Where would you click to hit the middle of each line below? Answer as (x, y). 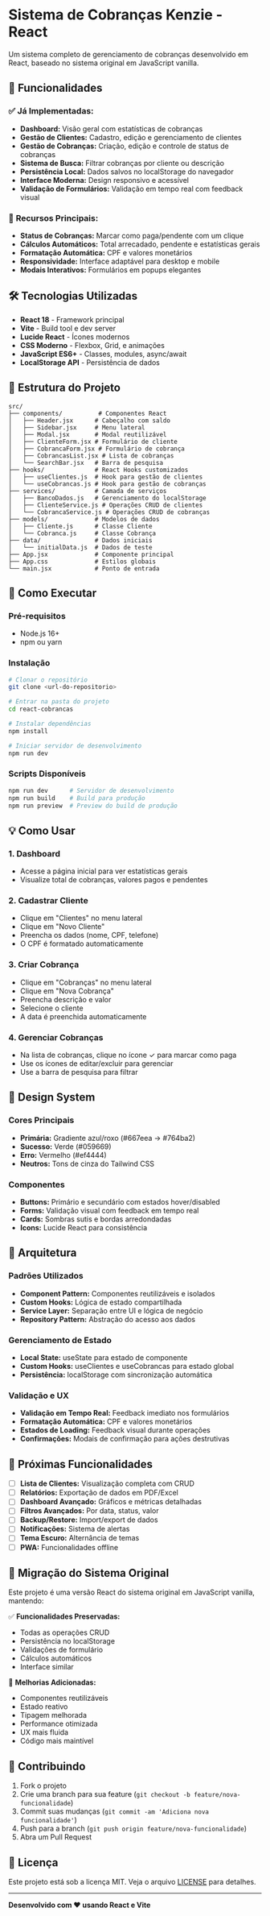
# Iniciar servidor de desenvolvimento (75, 746)
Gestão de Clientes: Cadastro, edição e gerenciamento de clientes (131, 137)
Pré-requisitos (37, 616)
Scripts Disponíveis (47, 773)
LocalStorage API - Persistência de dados (90, 362)
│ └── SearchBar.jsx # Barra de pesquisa (86, 462)
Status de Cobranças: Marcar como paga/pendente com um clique (132, 235)
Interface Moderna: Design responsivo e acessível (104, 180)
